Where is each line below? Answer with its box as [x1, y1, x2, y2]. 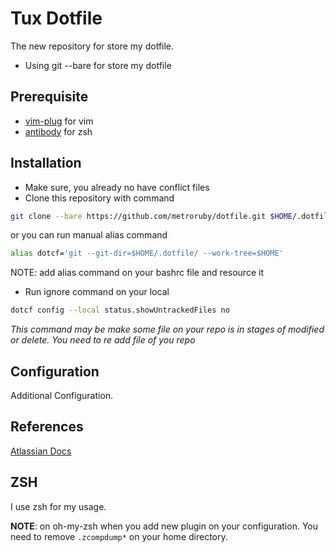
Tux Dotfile [10, 7, 103, 30]
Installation [10, 155, 82, 172]
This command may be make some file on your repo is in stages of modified [10, 323, 325, 336]
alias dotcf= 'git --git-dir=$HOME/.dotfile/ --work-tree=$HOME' [10, 248, 284, 259]
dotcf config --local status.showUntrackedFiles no [10, 305, 230, 316]
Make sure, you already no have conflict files [24, 181, 210, 193]
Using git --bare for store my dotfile [24, 59, 172, 71]
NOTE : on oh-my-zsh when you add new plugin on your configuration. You [10, 520, 318, 532]
